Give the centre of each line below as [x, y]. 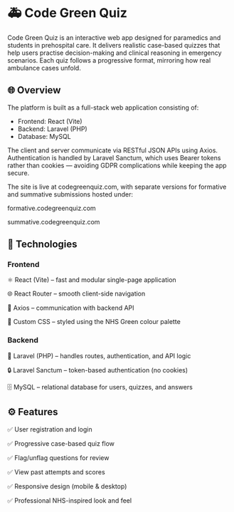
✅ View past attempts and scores [56, 472]
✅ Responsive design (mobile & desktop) [67, 486]
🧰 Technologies [42, 245]
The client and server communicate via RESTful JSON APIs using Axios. [113, 150]
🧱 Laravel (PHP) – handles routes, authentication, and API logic [99, 355]
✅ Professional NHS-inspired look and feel [70, 500]
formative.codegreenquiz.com [52, 208]
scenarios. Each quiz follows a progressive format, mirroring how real [109, 60]
